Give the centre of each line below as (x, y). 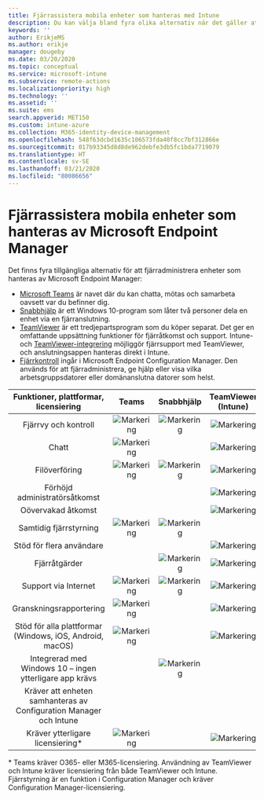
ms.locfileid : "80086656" (50, 176)
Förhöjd (59, 487)
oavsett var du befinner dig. (64, 302)
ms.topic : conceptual (44, 67)
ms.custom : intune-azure (49, 125)
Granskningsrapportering (59, 608)
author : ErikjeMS (37, 37)
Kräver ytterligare (59, 733)
